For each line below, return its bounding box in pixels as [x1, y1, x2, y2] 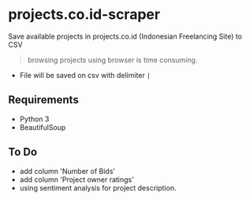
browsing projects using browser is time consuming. [27, 55, 198, 65]
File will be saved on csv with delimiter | [19, 70, 151, 80]
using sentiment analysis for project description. [19, 183, 177, 192]
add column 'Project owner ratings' [19, 175, 134, 184]
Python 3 [19, 114, 50, 124]
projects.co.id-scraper [8, 6, 160, 24]
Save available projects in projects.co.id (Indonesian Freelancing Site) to [8, 31, 243, 41]
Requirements [8, 93, 79, 107]
